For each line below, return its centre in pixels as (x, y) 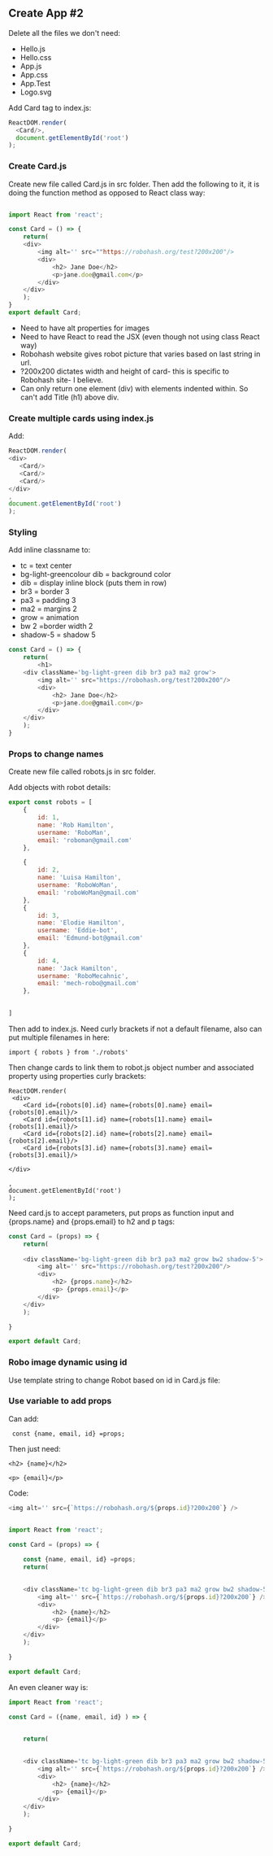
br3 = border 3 (45, 592)
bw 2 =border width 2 (56, 627)
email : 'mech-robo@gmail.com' (89, 984)
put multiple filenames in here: (59, 1037)
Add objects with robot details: (60, 788)
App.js (31, 66)
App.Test (35, 83)
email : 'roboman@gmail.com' (85, 840)
